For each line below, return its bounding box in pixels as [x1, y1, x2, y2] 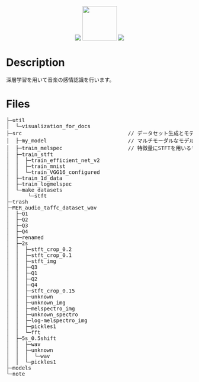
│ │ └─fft [6, 329, 41, 336]
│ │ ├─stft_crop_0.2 [6, 246, 72, 253]
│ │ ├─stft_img [6, 257, 56, 265]
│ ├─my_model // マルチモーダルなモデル [6, 137, 195, 144]
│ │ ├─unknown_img [6, 299, 66, 306]
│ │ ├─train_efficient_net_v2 [6, 157, 100, 164]
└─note [6, 370, 25, 377]
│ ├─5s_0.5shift [6, 335, 56, 342]
